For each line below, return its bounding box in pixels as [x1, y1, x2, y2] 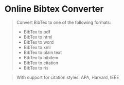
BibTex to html [23, 34, 53, 40]
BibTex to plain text [23, 50, 62, 55]
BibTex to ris [23, 65, 49, 71]
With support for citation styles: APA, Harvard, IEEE [16, 74, 120, 80]
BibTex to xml [23, 44, 51, 50]
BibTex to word [23, 39, 54, 45]
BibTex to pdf [23, 29, 51, 34]
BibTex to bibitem [23, 54, 59, 60]
